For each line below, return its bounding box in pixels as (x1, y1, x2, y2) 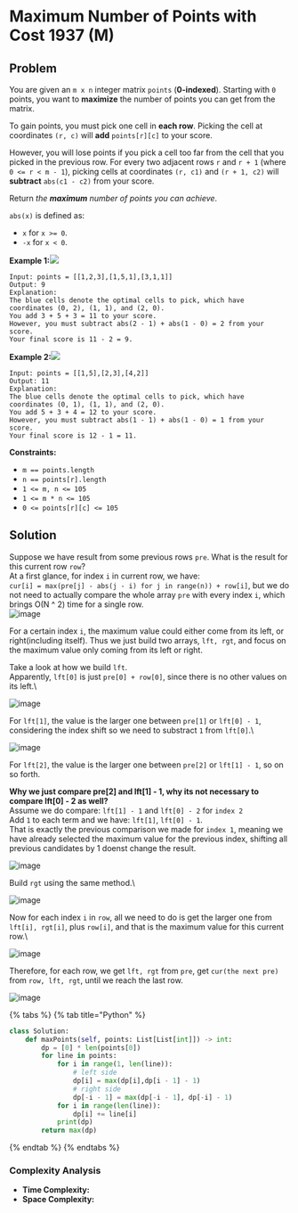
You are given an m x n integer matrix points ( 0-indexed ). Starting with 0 (9, 85, 277, 94)
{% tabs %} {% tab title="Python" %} (9, 1009, 146, 1020)
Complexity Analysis (9, 1165, 101, 1177)
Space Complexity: (21, 1194, 95, 1205)
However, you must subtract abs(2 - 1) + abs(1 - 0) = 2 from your (9, 319, 265, 328)
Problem (9, 61, 58, 76)
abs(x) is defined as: (9, 210, 85, 220)
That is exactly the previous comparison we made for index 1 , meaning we (9, 824, 284, 834)
